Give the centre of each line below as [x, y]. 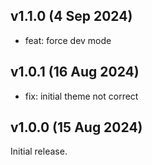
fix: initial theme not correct [81, 96]
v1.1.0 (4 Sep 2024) [71, 16]
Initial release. [39, 151]
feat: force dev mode [68, 40]
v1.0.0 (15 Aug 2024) [76, 127]
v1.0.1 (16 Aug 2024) [75, 72]
